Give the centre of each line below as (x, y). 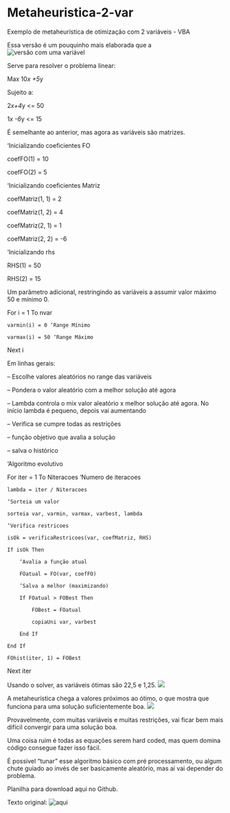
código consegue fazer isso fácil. (54, 748)
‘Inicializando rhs (31, 252)
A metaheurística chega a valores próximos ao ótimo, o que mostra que (108, 698)
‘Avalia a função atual (54, 561)
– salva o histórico (33, 450)
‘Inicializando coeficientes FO (49, 145)
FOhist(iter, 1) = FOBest (44, 658)
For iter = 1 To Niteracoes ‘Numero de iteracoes (74, 477)
